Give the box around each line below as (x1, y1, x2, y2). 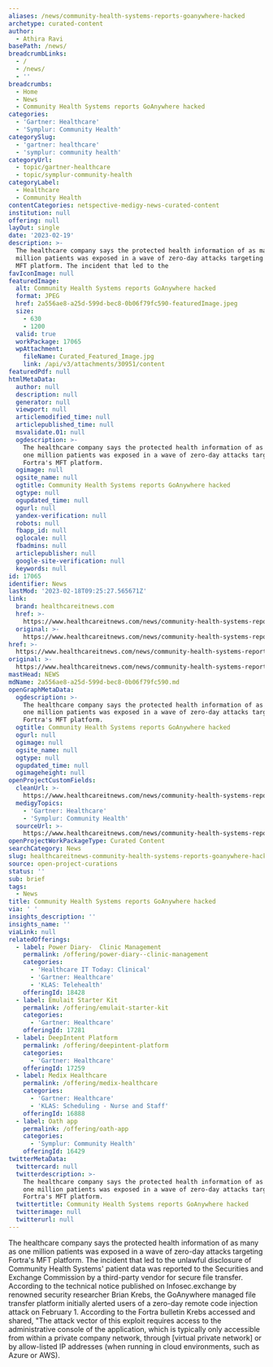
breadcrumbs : (8, 80, 53, 88)
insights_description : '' (8, 913, 96, 921)
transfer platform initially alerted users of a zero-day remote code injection (8, 1298, 258, 1308)
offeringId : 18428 (23, 988, 85, 997)
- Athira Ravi (15, 34, 63, 43)
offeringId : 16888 (23, 1109, 85, 1118)
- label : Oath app (15, 1117, 79, 1125)
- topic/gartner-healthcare (15, 164, 111, 172)
